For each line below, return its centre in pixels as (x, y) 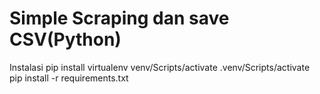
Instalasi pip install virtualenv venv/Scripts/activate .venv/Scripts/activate (160, 67)
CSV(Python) (65, 39)
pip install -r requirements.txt (69, 78)
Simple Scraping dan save (119, 18)
